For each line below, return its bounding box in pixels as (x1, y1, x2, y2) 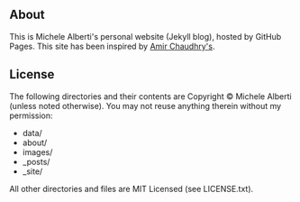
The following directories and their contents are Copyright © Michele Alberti (9, 90, 292, 102)
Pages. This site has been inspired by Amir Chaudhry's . (9, 41, 215, 51)
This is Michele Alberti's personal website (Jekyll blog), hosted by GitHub (9, 31, 282, 41)
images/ (22, 146, 53, 157)
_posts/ (22, 156, 50, 167)
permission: (9, 110, 53, 121)
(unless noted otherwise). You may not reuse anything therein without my (9, 100, 282, 111)
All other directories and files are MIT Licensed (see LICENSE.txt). (9, 183, 254, 194)
